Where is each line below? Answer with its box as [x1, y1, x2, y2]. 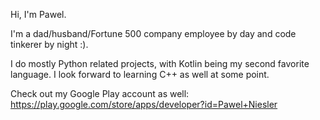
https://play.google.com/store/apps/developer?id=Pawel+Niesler [10, 99, 278, 110]
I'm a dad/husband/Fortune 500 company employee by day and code [10, 28, 297, 39]
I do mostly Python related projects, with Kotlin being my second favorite [10, 58, 310, 69]
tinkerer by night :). [10, 39, 89, 50]
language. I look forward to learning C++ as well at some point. [10, 69, 270, 80]
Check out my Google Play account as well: [10, 88, 190, 99]
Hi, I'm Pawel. [10, 9, 67, 20]
